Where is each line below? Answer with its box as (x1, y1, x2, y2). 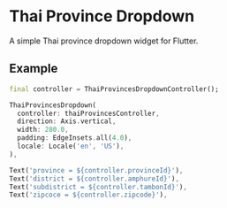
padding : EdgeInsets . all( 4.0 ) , (17, 134, 132, 143)
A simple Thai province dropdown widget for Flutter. (9, 35, 199, 46)
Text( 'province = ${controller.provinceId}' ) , (9, 166, 184, 174)
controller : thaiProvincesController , (17, 109, 161, 118)
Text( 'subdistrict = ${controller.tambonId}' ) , (9, 182, 188, 191)
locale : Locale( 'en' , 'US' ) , (17, 142, 125, 150)
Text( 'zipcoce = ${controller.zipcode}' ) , (9, 190, 168, 200)
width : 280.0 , (17, 126, 69, 135)
